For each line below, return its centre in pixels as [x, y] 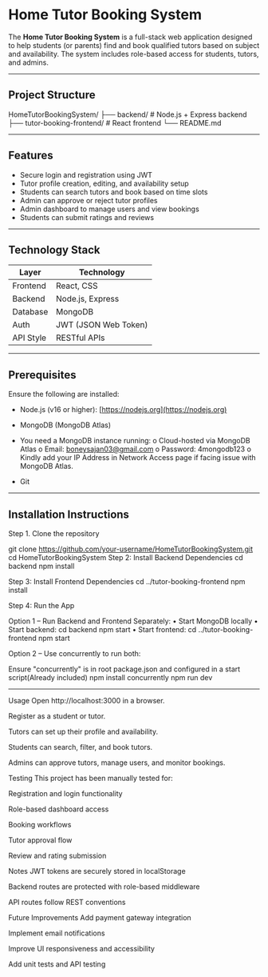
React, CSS [77, 286]
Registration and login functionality [65, 793]
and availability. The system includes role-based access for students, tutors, [134, 54]
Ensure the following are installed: [64, 394]
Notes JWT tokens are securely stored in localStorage [97, 871]
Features [31, 156]
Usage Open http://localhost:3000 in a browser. [87, 701]
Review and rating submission [57, 855]
